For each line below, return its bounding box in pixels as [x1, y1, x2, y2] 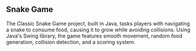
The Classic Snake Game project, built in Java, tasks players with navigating [6, 20, 190, 27]
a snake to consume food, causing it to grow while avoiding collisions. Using [6, 26, 191, 33]
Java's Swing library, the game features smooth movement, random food [6, 32, 183, 39]
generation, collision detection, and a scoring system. [6, 38, 136, 45]
